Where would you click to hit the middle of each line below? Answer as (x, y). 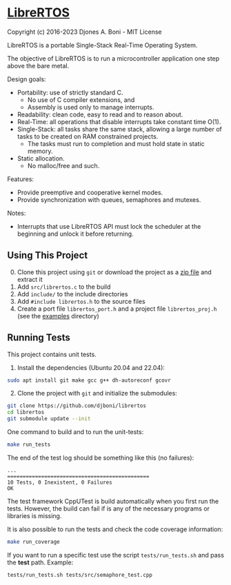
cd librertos (26, 412)
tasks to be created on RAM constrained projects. (88, 136)
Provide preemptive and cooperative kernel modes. (90, 192)
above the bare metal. (38, 65)
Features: (21, 179)
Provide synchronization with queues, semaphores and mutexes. (109, 199)
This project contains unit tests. (52, 354)
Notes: (17, 213)
